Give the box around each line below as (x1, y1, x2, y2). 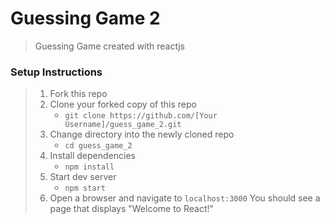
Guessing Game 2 (10, 7, 161, 30)
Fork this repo (49, 88, 108, 100)
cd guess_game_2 (64, 141, 133, 151)
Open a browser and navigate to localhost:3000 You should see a (49, 192, 321, 204)
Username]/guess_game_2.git (64, 120, 182, 130)
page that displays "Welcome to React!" (49, 203, 215, 215)
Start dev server (49, 171, 117, 183)
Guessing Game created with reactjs (34, 40, 185, 52)
